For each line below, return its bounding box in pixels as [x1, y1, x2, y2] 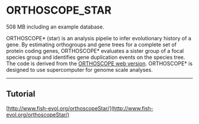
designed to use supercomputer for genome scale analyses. [6, 66, 153, 73]
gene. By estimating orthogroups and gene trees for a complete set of [6, 41, 177, 48]
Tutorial [6, 89, 36, 99]
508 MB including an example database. [6, 23, 105, 30]
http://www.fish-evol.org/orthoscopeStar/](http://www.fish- [8, 104, 154, 112]
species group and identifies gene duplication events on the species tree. [6, 53, 185, 61]
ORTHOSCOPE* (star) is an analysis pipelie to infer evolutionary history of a [6, 34, 191, 42]
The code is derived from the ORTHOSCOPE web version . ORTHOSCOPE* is [6, 60, 193, 67]
